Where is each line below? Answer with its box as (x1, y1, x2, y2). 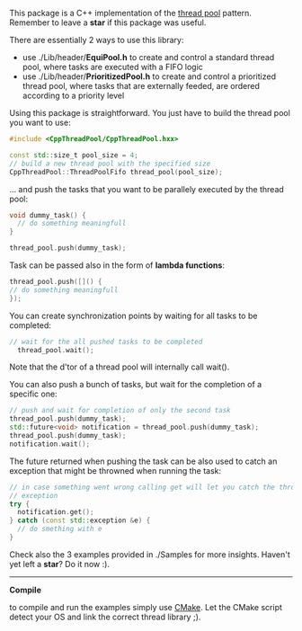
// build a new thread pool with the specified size (9, 159, 211, 168)
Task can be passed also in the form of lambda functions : (9, 260, 225, 271)
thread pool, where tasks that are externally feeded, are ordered (22, 81, 261, 91)
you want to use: (9, 117, 71, 128)
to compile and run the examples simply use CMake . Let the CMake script (9, 601, 283, 612)
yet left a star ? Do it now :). (9, 558, 111, 569)
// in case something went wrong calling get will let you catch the (9, 483, 276, 492)
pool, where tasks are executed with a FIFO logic (22, 62, 204, 72)
